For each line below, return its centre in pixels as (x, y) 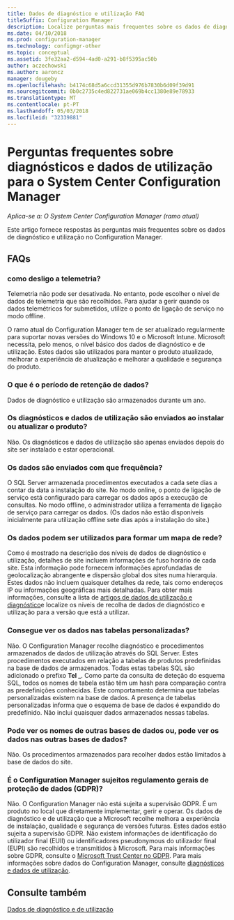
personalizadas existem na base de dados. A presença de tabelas (102, 697)
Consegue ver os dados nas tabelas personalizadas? (99, 630)
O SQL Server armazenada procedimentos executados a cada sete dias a (112, 483)
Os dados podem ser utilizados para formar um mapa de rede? (115, 538)
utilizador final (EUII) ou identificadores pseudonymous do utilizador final (112, 841)
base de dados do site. (40, 762)
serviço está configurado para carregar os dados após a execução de (107, 498)
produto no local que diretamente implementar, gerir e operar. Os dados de (115, 811)
